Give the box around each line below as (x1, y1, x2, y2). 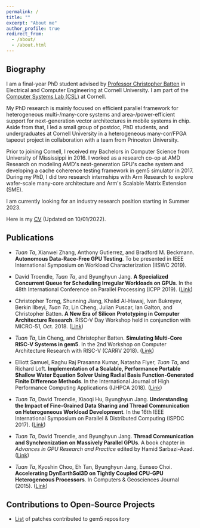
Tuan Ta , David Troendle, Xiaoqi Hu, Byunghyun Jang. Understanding (14, 395, 188, 402)
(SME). (6, 186, 23, 193)
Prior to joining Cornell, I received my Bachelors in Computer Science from (6, 148, 190, 155)
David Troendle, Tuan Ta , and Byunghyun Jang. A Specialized (14, 273, 168, 280)
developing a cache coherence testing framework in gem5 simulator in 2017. (6, 167, 194, 174)
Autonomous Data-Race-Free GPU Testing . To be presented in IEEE (14, 255, 184, 262)
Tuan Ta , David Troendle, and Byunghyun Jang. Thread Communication (14, 432, 194, 440)
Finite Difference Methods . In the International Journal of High (14, 377, 170, 384)
